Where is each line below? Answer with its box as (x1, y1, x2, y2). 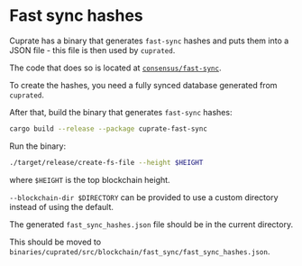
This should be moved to (9, 236, 102, 247)
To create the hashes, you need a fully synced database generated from (9, 79, 278, 90)
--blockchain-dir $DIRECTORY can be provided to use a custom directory (9, 191, 279, 203)
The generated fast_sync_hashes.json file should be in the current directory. (9, 218, 294, 230)
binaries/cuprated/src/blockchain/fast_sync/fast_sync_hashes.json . (9, 245, 270, 257)
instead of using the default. (9, 201, 114, 212)
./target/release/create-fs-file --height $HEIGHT (9, 158, 204, 167)
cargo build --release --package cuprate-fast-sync (9, 124, 207, 133)
